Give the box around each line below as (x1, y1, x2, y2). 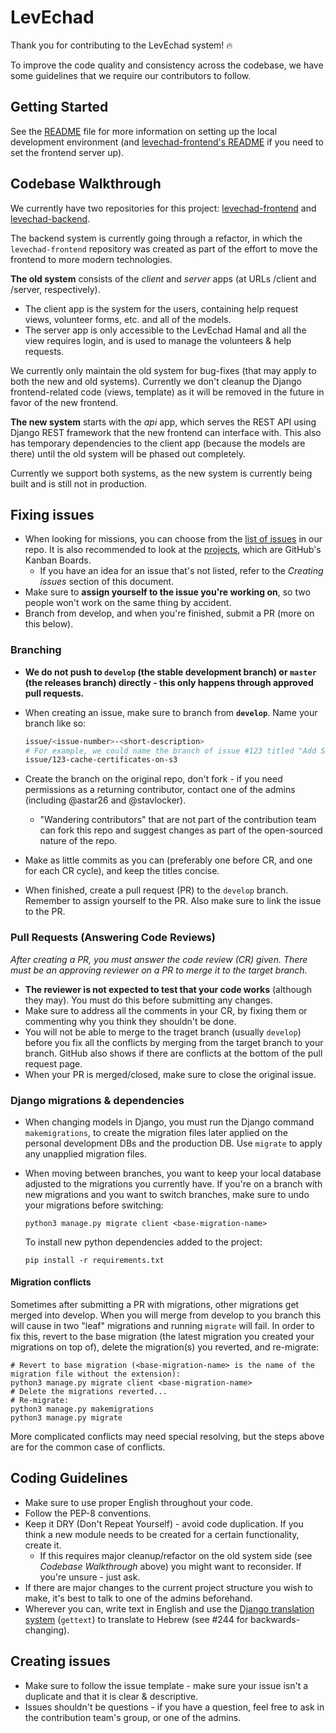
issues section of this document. (39, 576, 175, 588)
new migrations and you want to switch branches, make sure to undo (24, 1188, 310, 1200)
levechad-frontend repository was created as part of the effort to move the (10, 242, 318, 255)
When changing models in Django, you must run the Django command (24, 1116, 315, 1128)
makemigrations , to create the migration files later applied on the (24, 1126, 289, 1138)
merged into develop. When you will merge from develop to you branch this (10, 1309, 322, 1321)
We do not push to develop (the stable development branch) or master (24, 666, 317, 678)
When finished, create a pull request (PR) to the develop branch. (24, 884, 289, 896)
